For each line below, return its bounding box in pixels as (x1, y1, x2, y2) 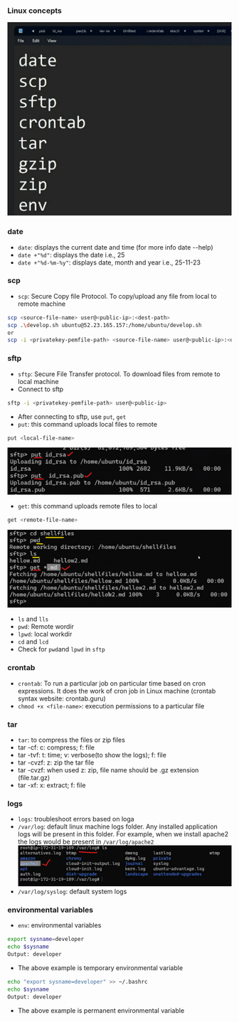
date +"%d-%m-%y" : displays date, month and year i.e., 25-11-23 (17, 258, 201, 267)
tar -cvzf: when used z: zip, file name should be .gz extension (17, 765, 199, 774)
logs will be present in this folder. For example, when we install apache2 (17, 830, 229, 839)
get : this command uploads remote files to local (17, 502, 158, 511)
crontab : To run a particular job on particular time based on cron (17, 678, 206, 688)
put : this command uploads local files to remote (17, 420, 158, 428)
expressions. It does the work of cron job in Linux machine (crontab (17, 686, 216, 695)
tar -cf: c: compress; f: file (17, 742, 95, 752)
